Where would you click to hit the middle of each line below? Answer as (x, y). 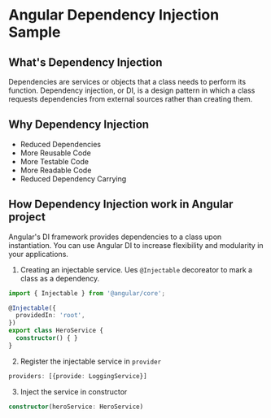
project (27, 217)
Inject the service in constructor (74, 391)
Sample (35, 32)
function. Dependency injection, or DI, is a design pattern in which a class (132, 90)
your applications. (39, 254)
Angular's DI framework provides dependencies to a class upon (115, 237)
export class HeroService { (56, 331)
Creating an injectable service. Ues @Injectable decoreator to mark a (136, 269)
